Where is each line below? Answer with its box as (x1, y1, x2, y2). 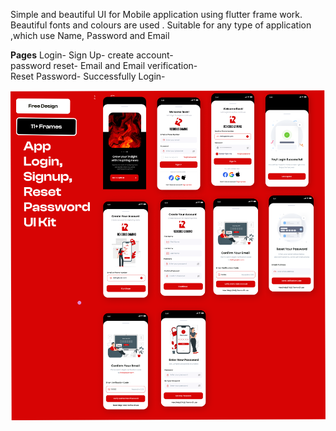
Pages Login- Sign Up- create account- (10, 49, 174, 61)
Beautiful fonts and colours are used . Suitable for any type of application (10, 19, 312, 31)
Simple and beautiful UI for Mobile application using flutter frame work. (10, 9, 303, 20)
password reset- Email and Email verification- (10, 60, 198, 71)
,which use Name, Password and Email (10, 30, 170, 41)
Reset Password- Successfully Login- (10, 70, 166, 82)
